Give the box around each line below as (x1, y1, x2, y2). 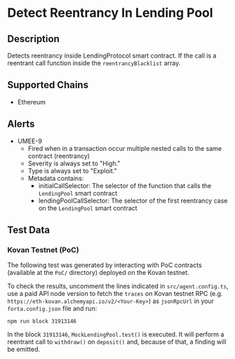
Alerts (7, 118, 35, 130)
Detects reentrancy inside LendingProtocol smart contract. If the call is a (7, 51, 217, 60)
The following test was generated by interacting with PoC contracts (7, 261, 202, 269)
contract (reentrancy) (27, 151, 90, 160)
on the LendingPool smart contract (38, 203, 138, 212)
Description (7, 33, 60, 45)
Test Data (7, 224, 51, 236)
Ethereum (17, 97, 46, 106)
